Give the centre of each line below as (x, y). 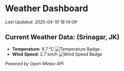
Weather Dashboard (47, 9)
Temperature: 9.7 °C (33, 49)
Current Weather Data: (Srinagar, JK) (62, 37)
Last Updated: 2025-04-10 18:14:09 (41, 22)
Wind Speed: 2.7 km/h (35, 54)
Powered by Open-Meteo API (35, 63)
